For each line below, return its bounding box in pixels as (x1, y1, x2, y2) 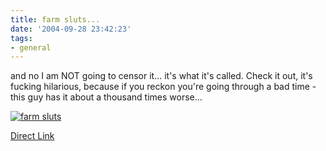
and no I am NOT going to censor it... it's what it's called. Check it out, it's (10, 70, 313, 82)
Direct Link (10, 130, 55, 142)
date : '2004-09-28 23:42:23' (10, 24, 132, 34)
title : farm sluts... (10, 14, 101, 25)
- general (10, 42, 52, 53)
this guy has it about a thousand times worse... (10, 91, 203, 103)
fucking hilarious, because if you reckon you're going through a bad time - (10, 81, 317, 93)
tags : (10, 33, 33, 43)
